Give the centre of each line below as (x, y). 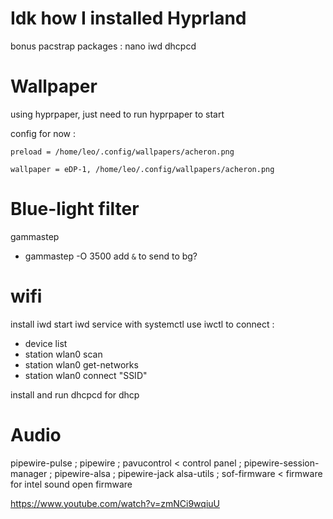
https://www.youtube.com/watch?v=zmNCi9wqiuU (115, 503)
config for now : (43, 133)
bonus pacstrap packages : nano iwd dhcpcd (103, 46)
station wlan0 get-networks (81, 364)
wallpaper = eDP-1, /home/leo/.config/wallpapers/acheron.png (142, 169)
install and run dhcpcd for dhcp (75, 394)
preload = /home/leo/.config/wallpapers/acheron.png (122, 152)
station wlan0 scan (63, 354)
